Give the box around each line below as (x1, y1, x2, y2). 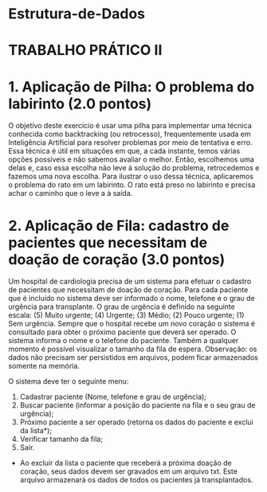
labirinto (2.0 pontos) (8, 95, 152, 112)
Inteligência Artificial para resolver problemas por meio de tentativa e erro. (8, 138, 253, 147)
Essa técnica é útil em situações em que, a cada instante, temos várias (8, 146, 241, 156)
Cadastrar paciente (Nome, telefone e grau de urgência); (19, 392, 207, 402)
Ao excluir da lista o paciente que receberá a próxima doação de (19, 459, 233, 468)
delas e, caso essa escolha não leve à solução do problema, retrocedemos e (8, 163, 260, 173)
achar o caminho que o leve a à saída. (8, 189, 133, 198)
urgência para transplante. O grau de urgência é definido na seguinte (8, 302, 235, 311)
